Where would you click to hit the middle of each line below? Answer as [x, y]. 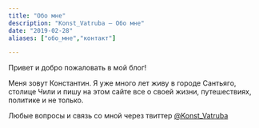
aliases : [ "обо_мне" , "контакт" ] [62, 38]
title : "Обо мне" [37, 16]
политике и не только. [46, 100]
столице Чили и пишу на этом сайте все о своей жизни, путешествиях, [130, 92]
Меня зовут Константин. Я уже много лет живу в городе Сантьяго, [122, 83]
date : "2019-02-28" [41, 30]
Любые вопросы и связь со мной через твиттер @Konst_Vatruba [118, 116]
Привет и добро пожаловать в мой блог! [78, 68]
